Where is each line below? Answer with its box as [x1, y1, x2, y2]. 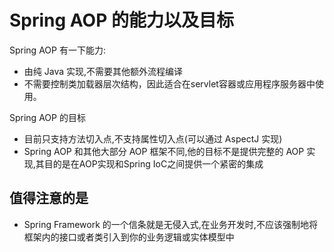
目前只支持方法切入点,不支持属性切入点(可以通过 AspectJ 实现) [23, 132, 283, 145]
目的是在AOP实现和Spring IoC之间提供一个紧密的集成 [43, 157, 264, 170]
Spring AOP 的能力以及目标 [9, 9, 234, 32]
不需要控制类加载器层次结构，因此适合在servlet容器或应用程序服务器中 [23, 77, 316, 90]
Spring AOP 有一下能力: [9, 44, 106, 56]
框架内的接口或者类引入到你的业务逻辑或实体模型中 [23, 231, 235, 243]
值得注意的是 [9, 190, 89, 207]
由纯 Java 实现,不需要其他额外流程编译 [23, 65, 184, 77]
